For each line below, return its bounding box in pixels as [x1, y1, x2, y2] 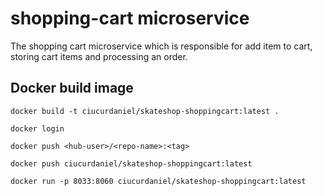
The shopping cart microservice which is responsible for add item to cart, [10, 40, 313, 52]
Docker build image [10, 80, 134, 97]
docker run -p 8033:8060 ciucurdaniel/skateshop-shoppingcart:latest [10, 176, 307, 186]
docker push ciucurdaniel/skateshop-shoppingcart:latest [10, 158, 253, 169]
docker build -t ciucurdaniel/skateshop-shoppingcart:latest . [10, 106, 280, 116]
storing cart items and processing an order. [10, 50, 188, 62]
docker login [10, 123, 65, 134]
